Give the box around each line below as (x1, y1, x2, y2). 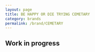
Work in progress (5, 39, 60, 47)
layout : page (5, 7, 32, 12)
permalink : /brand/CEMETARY (5, 21, 64, 26)
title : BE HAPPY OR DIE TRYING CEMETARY (5, 12, 91, 17)
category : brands (5, 16, 41, 21)
